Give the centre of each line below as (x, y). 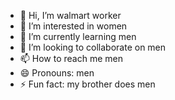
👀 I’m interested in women (73, 26)
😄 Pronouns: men (57, 73)
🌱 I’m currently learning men (78, 36)
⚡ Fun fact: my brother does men (87, 84)
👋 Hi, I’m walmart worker (70, 15)
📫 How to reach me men (71, 58)
